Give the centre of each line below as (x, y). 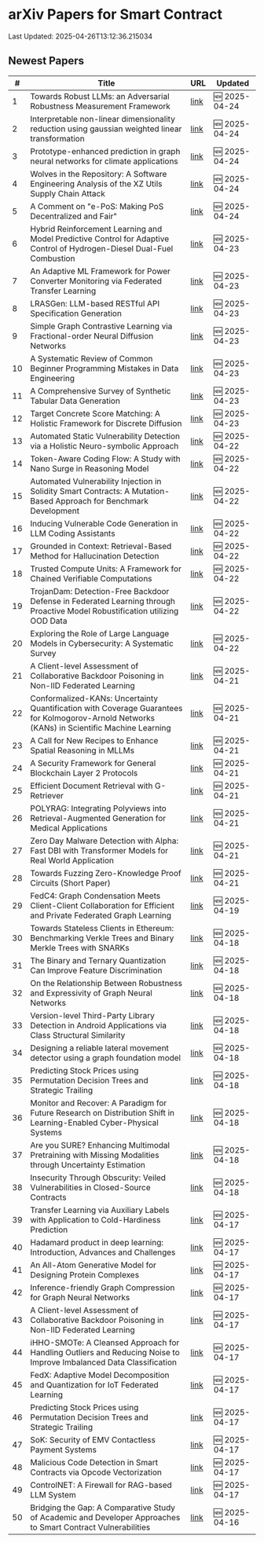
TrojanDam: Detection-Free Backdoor (100, 591)
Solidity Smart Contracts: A (80, 491)
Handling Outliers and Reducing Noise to (105, 1352)
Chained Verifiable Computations (91, 578)
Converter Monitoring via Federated (96, 280)
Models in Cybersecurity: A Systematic (102, 643)
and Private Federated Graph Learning (101, 915)
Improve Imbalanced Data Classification (103, 1362)
